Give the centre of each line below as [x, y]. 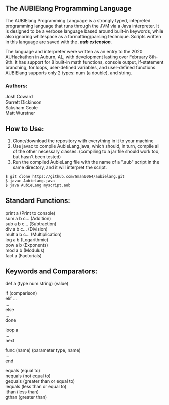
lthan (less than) [22, 392]
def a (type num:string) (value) [37, 283]
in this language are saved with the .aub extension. [59, 42]
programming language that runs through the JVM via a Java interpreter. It [82, 26]
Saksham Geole [21, 108]
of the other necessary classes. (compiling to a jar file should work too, [86, 151]
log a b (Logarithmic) [27, 239]
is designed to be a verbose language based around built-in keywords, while [84, 31]
